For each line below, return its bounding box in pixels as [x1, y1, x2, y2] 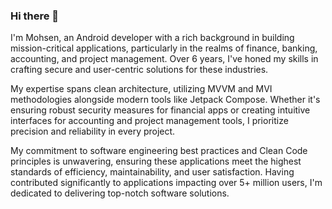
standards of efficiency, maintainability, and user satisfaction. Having [10, 166, 295, 178]
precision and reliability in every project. [10, 125, 176, 138]
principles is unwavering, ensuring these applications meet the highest [10, 155, 302, 168]
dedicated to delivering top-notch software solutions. [10, 187, 230, 199]
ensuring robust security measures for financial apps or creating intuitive [10, 104, 311, 116]
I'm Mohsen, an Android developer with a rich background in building [10, 32, 295, 44]
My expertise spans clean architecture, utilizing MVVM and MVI [10, 83, 273, 95]
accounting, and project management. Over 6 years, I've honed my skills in [10, 53, 319, 65]
